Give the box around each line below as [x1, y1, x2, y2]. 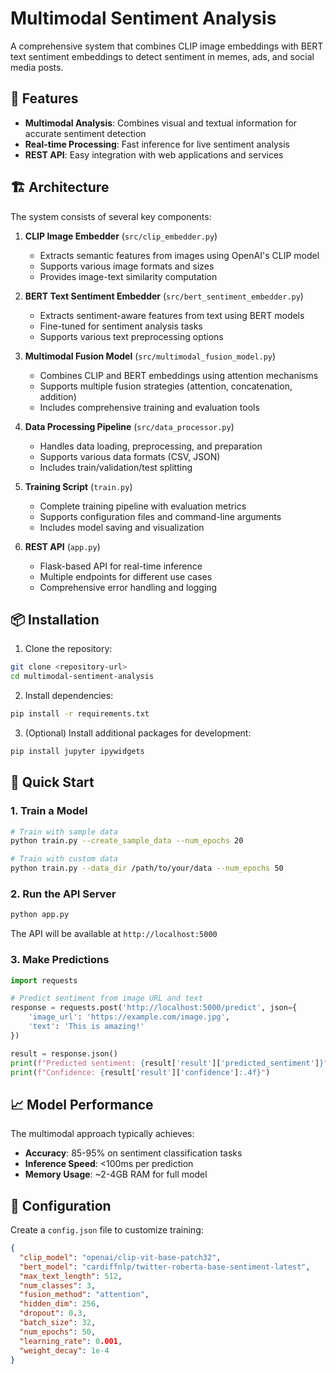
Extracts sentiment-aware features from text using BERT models [39, 309, 305, 321]
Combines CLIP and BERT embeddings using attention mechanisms [39, 369, 319, 381]
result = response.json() [10, 1048, 118, 1059]
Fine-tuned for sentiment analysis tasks [39, 320, 203, 332]
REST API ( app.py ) [24, 540, 101, 552]
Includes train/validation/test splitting [39, 461, 193, 473]
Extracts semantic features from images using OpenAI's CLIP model [39, 249, 320, 261]
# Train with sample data [10, 827, 118, 837]
